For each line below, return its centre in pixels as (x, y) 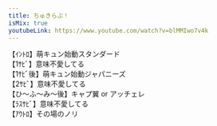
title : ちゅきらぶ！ (39, 16)
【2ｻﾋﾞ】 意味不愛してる (47, 84)
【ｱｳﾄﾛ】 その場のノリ (43, 114)
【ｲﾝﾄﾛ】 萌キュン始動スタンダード (64, 54)
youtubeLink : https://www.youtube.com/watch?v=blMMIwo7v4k (108, 30)
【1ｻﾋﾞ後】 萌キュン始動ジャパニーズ (67, 74)
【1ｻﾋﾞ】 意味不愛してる (47, 64)
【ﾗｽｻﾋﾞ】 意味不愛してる (49, 104)
